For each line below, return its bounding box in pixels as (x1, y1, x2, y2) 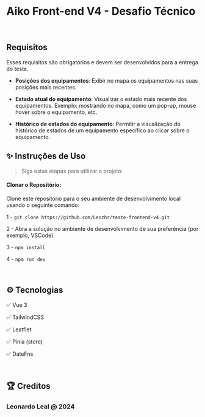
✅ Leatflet (6, 326, 32, 333)
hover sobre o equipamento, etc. (15, 108, 98, 116)
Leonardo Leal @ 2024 (6, 402, 75, 411)
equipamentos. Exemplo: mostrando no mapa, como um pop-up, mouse (15, 102, 196, 109)
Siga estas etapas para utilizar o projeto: (21, 167, 123, 175)
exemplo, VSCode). (6, 231, 55, 239)
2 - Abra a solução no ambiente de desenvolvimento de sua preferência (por (6, 225, 199, 232)
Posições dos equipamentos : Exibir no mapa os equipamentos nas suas (15, 77, 198, 84)
